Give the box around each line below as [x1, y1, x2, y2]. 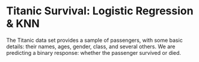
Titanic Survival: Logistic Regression [6, 4, 194, 18]
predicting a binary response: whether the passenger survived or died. [6, 49, 182, 56]
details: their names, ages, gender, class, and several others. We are [6, 43, 176, 50]
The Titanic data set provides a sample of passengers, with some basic [6, 36, 183, 44]
